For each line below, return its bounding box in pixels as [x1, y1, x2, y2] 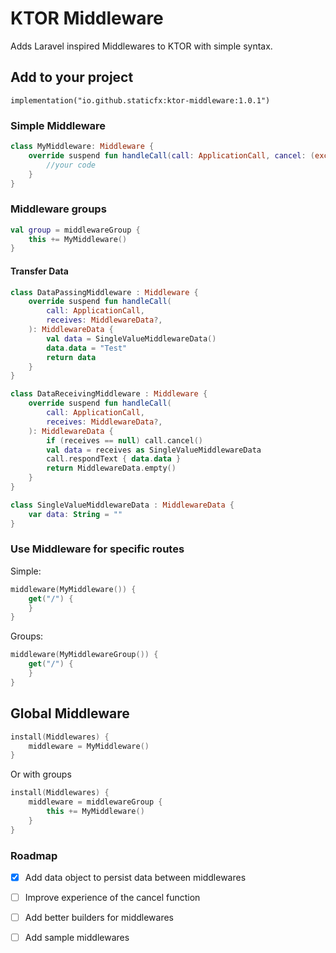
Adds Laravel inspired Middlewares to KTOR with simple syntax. [10, 40, 273, 52]
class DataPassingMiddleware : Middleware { [10, 287, 199, 297]
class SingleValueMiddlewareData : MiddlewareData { [10, 500, 235, 510]
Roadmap [10, 848, 58, 862]
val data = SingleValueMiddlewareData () [46, 333, 217, 344]
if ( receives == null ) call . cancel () [46, 435, 203, 446]
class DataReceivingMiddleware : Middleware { [10, 389, 208, 399]
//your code [46, 160, 97, 170]
